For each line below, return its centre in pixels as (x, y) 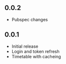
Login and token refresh (35, 51)
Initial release (25, 46)
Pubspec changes (30, 19)
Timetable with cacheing (36, 56)
